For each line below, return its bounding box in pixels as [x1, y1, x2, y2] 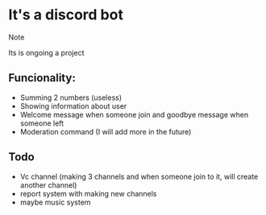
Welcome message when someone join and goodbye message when [19, 110, 248, 119]
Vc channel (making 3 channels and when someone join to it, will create [19, 172, 259, 181]
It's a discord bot [8, 6, 123, 24]
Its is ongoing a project [8, 48, 85, 57]
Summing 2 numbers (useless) [19, 93, 123, 102]
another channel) [19, 180, 77, 190]
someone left [19, 118, 64, 128]
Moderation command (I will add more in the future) [19, 126, 192, 136]
